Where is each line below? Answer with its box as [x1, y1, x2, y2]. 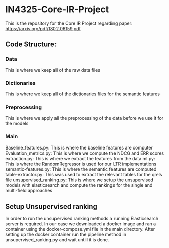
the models [5, 120, 29, 127]
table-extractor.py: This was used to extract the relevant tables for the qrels [5, 171, 162, 177]
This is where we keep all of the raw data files [5, 67, 101, 73]
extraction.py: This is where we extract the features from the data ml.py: [5, 155, 155, 161]
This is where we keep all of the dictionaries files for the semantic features [5, 91, 160, 97]
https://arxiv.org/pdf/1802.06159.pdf [5, 25, 81, 31]
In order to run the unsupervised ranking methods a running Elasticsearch [5, 216, 159, 222]
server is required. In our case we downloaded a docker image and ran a [5, 221, 156, 227]
